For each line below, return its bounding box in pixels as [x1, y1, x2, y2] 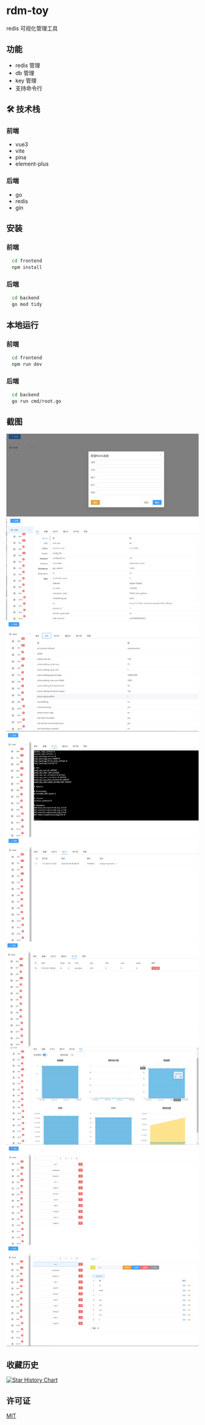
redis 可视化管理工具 [6, 24, 58, 32]
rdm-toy [6, 4, 49, 18]
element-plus [15, 160, 49, 168]
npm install [12, 264, 43, 270]
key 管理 [15, 77, 37, 84]
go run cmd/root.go [12, 398, 62, 404]
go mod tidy [12, 302, 43, 308]
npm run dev [12, 361, 43, 367]
